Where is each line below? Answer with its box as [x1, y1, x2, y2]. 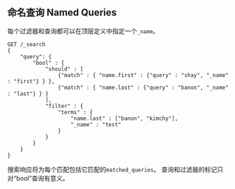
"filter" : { [44, 102, 83, 109]
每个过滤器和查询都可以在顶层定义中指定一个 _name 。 [7, 27, 159, 35]
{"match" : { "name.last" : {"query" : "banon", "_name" [57, 84, 229, 91]
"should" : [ [44, 66, 83, 73]
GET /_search [7, 41, 46, 48]
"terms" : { [57, 109, 93, 116]
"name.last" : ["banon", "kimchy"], [70, 115, 179, 122]
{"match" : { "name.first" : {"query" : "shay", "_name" [57, 71, 229, 79]
